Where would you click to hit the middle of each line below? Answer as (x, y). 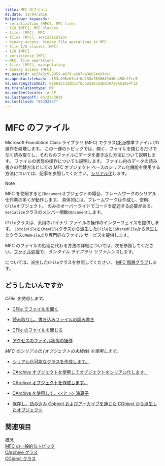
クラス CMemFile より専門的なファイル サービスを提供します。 (70, 235)
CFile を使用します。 (26, 298)
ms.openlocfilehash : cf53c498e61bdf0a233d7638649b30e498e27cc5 (71, 79)
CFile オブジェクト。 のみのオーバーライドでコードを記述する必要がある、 (80, 206)
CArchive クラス (21, 452)
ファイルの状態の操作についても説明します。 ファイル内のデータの (82, 161)
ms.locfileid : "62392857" (32, 102)
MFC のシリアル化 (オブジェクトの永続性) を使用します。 (63, 351)
